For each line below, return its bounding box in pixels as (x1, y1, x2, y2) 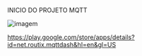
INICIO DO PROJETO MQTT (7, 6, 88, 14)
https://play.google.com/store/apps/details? (7, 33, 136, 41)
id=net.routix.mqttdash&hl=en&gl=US (7, 41, 117, 48)
